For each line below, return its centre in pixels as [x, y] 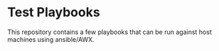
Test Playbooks [54, 12]
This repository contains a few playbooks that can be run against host [109, 32]
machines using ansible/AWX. [51, 39]
